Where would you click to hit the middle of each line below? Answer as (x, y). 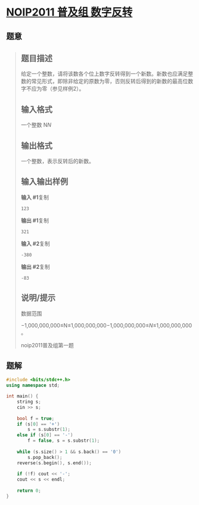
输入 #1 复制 (35, 197)
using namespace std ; (33, 385)
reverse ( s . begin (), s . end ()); (55, 463)
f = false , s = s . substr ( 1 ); (64, 441)
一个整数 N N (36, 125)
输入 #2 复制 (35, 243)
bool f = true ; (36, 418)
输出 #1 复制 (35, 220)
